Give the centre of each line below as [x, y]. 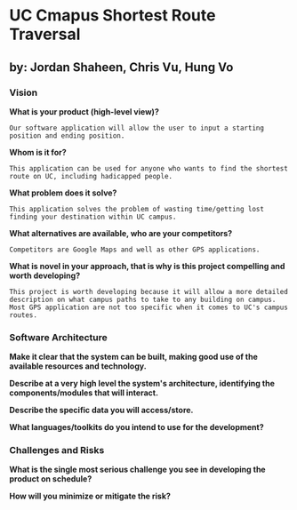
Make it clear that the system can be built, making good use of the [133, 357]
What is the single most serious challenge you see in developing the [137, 470]
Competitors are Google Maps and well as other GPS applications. [135, 250]
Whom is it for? [38, 152]
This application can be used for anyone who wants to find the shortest [149, 168]
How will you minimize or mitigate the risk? [90, 496]
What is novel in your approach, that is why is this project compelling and [147, 266]
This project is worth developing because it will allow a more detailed [149, 291]
